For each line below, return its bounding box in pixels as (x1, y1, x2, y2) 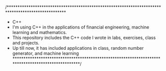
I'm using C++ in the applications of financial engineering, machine (12, 24, 150, 30)
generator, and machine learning (12, 50, 79, 56)
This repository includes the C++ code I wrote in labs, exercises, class (12, 35, 156, 40)
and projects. (12, 40, 40, 46)
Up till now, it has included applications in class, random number (12, 45, 144, 51)
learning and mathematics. (12, 30, 67, 35)
